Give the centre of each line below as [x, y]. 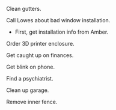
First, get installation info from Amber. [62, 32]
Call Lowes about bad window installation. [58, 20]
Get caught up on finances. [40, 55]
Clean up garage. [28, 90]
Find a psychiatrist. [30, 78]
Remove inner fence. [32, 102]
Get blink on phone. [31, 67]
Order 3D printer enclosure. [40, 44]
